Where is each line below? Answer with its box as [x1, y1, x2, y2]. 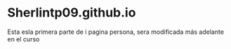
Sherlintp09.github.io [7, 5, 136, 21]
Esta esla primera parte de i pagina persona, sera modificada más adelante [7, 28, 225, 36]
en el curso [7, 35, 40, 43]
